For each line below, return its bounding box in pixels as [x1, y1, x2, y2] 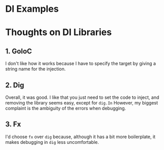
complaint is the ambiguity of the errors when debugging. [5, 105, 126, 111]
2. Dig [5, 80, 24, 90]
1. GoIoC [5, 47, 32, 55]
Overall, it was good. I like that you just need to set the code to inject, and [5, 94, 159, 100]
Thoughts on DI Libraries [5, 27, 112, 38]
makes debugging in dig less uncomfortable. [5, 139, 99, 145]
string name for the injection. [5, 66, 66, 72]
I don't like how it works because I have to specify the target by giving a [5, 60, 156, 67]
